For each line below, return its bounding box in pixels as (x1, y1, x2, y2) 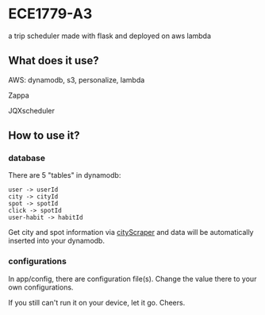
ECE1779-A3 (8, 5, 93, 23)
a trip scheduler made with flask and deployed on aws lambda (8, 31, 212, 40)
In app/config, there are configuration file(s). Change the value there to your (8, 274, 257, 283)
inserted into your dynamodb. (8, 236, 106, 246)
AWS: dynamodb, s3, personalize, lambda (8, 75, 145, 84)
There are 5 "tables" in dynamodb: (8, 171, 121, 180)
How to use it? (8, 129, 80, 143)
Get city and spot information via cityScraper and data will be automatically (8, 228, 254, 237)
